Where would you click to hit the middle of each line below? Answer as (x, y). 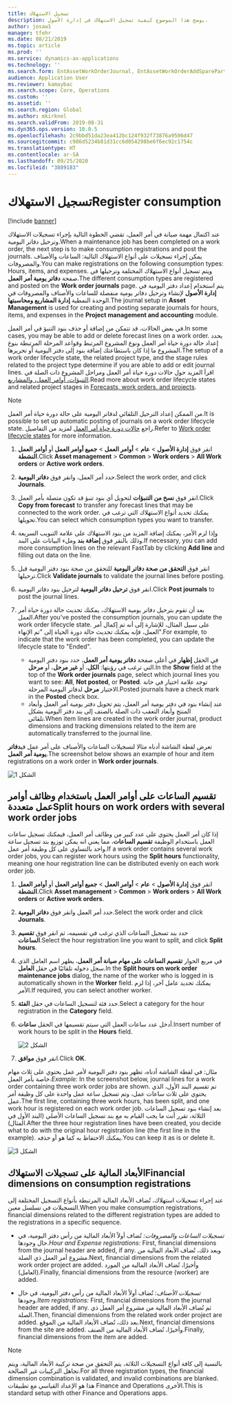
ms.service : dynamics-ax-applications (63, 59)
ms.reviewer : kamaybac (40, 84)
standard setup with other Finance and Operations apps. (88, 1393)
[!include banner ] (32, 221)
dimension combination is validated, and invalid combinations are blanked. (113, 1378)
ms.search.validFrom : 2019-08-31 (56, 122)
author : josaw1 (30, 26)
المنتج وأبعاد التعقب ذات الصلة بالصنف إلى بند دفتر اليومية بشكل (109, 711)
